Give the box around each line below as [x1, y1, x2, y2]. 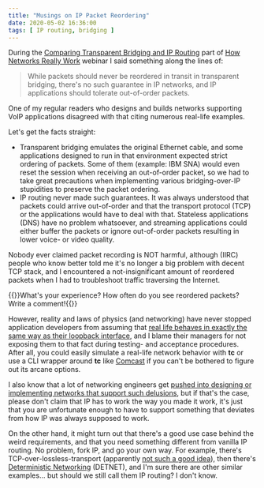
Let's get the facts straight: [8, 127, 96, 137]
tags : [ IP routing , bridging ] [8, 26, 114, 34]
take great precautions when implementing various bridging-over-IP [19, 176, 240, 186]
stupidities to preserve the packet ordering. [19, 185, 161, 194]
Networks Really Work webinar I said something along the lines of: [8, 56, 224, 66]
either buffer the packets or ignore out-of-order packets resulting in [19, 227, 240, 236]
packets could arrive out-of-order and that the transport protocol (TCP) [19, 201, 251, 211]
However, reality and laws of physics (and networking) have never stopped [8, 314, 252, 324]
